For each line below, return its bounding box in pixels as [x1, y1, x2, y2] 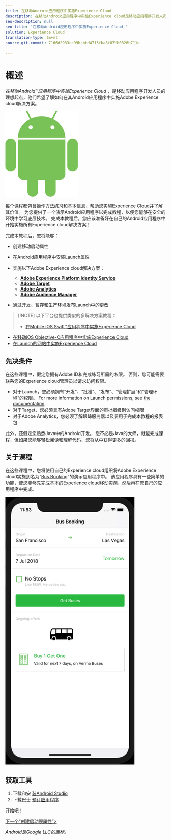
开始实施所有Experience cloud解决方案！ [5, 221, 91, 227]
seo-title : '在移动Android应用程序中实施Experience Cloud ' [5, 24, 128, 30]
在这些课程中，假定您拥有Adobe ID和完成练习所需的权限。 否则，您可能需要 [5, 371, 164, 378]
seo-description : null [5, 19, 53, 24]
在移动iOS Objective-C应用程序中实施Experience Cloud [12, 334, 129, 340]
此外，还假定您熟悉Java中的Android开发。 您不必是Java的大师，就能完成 [5, 430, 159, 436]
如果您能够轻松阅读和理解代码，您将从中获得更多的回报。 [18, 437, 139, 443]
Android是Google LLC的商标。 [5, 829, 69, 835]
